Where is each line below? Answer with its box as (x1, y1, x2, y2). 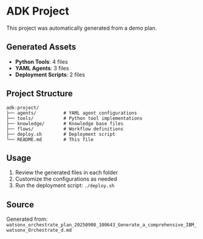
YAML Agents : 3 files (15, 64, 69, 72)
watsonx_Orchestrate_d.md (6, 227, 72, 234)
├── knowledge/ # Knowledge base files (6, 120, 123, 127)
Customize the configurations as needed (15, 175, 117, 183)
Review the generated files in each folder (15, 169, 119, 177)
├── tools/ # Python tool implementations (6, 115, 143, 121)
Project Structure (6, 89, 73, 99)
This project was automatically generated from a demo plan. (6, 24, 157, 32)
